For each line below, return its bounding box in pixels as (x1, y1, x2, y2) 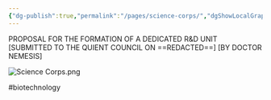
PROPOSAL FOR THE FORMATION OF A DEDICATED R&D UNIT (8, 34, 218, 44)
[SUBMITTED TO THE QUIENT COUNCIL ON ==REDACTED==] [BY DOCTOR (8, 42, 262, 52)
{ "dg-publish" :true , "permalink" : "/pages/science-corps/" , (8, 11, 207, 20)
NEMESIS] (8, 51, 43, 60)
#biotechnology (8, 82, 61, 92)
